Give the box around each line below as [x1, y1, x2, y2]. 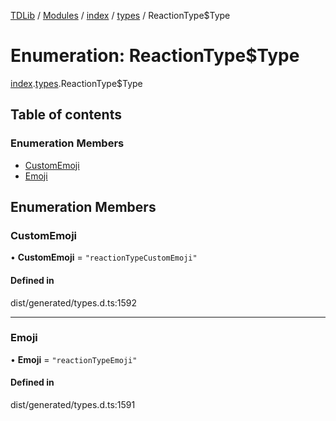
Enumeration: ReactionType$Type [10, 45, 300, 67]
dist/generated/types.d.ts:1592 [10, 296, 138, 309]
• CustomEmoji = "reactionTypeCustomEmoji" [10, 251, 198, 264]
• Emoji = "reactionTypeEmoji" [10, 353, 138, 365]
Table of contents [10, 106, 122, 124]
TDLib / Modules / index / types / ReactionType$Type [10, 10, 231, 21]
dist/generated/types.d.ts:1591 [10, 399, 136, 411]
